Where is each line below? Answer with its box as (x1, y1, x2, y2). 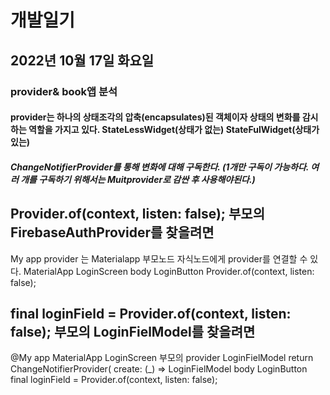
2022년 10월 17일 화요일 (10, 52, 155, 69)
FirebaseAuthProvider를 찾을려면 (10, 224, 215, 241)
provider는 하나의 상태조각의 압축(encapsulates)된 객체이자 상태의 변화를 (10, 111, 301, 123)
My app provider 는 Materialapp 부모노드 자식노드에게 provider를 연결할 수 (10, 252, 308, 265)
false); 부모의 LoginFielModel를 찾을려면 (10, 323, 256, 340)
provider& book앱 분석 (10, 84, 118, 98)
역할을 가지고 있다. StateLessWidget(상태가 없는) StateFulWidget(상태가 (28, 124, 320, 136)
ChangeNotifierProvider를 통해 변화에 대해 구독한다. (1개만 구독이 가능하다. (10, 161, 310, 173)
